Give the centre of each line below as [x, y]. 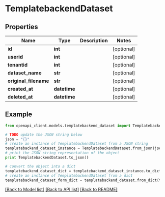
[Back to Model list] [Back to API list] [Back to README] [61, 190]
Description [94, 41]
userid [15, 57]
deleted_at [20, 97]
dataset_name [25, 73]
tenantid [18, 65]
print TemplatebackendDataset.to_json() [47, 158]
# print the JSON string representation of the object [62, 153]
